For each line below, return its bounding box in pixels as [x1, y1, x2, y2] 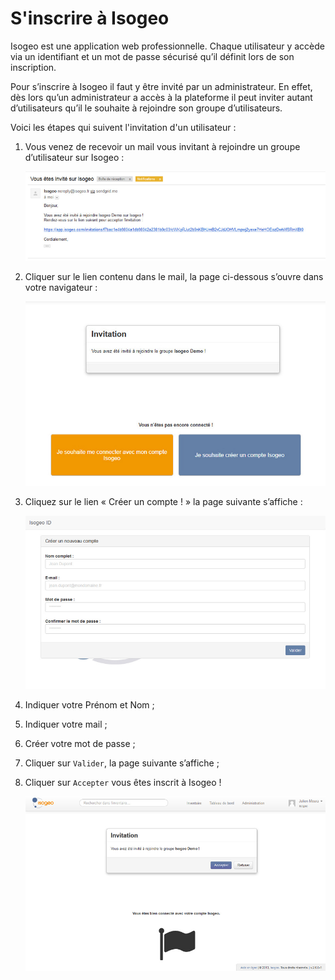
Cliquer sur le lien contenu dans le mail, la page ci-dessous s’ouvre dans [24, 271, 324, 283]
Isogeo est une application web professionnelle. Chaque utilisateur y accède [10, 40, 325, 52]
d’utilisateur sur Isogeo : [24, 151, 125, 163]
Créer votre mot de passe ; [24, 737, 136, 749]
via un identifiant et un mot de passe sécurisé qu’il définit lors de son [10, 50, 295, 62]
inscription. [10, 61, 57, 73]
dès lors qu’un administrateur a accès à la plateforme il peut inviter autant [10, 91, 313, 103]
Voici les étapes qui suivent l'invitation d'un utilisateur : [10, 121, 237, 133]
